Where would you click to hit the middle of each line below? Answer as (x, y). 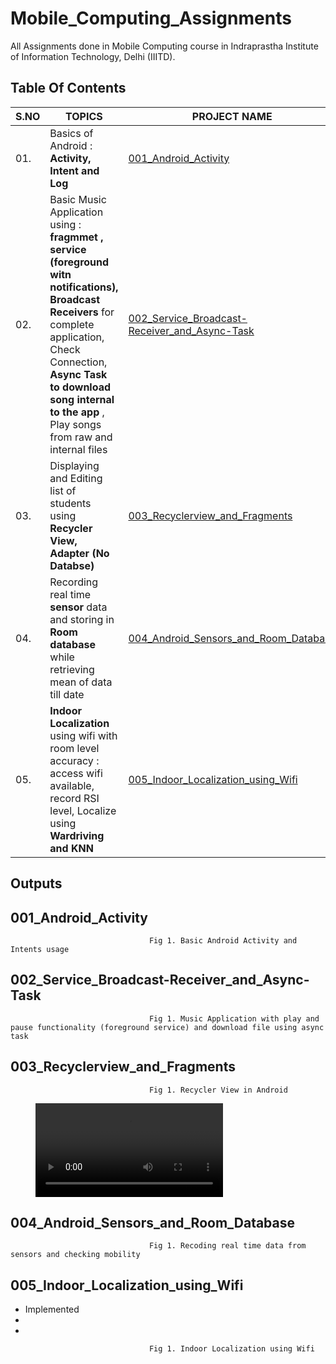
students (70, 503)
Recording (74, 582)
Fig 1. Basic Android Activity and (223, 940)
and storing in (82, 619)
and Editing (76, 478)
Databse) (72, 565)
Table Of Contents (68, 88)
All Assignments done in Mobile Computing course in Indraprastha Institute (164, 46)
